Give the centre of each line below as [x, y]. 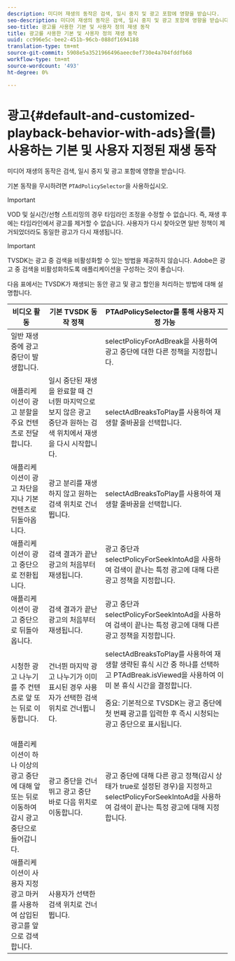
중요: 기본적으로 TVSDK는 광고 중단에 [163, 703]
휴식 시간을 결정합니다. [157, 686]
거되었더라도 [24, 232]
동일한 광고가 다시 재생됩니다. [83, 232]
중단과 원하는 [69, 423]
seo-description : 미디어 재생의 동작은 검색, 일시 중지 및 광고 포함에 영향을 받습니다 [118, 20]
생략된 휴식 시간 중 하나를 [159, 664]
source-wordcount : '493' [43, 66]
